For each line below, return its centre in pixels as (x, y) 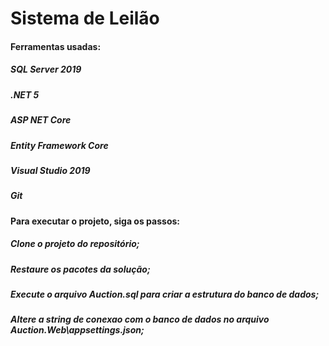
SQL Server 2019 (46, 69)
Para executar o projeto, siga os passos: (95, 221)
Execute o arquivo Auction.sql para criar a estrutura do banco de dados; (165, 294)
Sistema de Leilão (85, 18)
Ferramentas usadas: (56, 46)
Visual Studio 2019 (50, 170)
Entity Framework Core (59, 145)
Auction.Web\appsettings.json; (77, 330)
